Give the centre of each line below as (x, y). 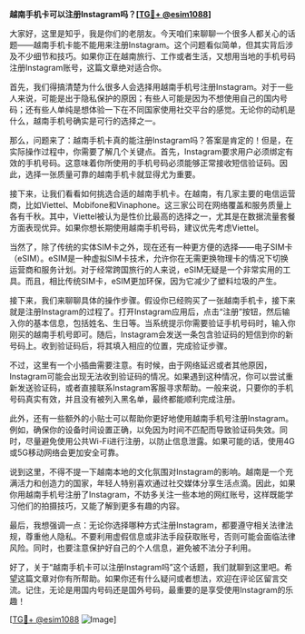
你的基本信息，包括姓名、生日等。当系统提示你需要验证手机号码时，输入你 (156, 323)
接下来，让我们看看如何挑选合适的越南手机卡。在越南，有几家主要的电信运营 (152, 193)
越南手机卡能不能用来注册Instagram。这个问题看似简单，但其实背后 (159, 45)
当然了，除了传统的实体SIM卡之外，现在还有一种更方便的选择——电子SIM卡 (151, 247)
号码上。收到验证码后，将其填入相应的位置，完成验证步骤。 (121, 346)
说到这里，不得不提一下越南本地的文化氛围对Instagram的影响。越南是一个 (148, 472)
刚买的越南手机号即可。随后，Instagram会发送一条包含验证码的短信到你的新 (151, 334)
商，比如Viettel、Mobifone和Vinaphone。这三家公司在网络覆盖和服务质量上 (151, 205)
